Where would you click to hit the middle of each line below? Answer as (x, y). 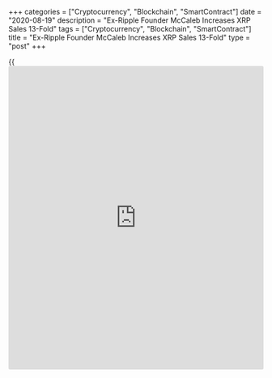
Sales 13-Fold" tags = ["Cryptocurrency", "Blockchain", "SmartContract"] (130, 29)
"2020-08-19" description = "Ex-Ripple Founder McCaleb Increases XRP (130, 20)
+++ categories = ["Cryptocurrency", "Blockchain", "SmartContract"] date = (135, 12)
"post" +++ (27, 46)
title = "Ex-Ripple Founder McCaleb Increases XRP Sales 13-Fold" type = (130, 37)
